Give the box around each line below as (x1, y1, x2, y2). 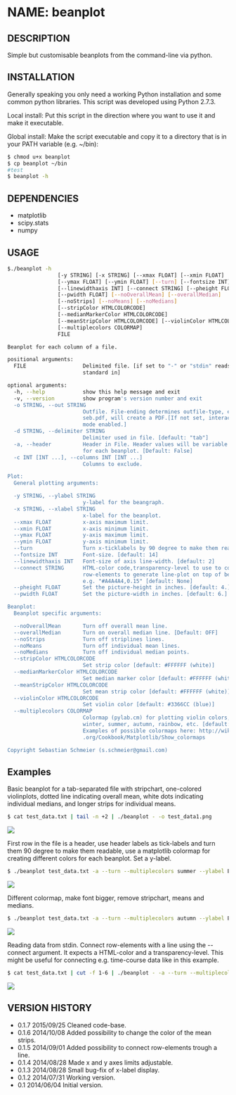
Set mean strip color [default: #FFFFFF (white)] (82, 688, 231, 695)
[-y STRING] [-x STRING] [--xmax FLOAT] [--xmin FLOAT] (57, 272, 225, 279)
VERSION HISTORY (7, 1002, 93, 1014)
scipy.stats (17, 219, 49, 227)
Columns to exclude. (82, 461, 143, 468)
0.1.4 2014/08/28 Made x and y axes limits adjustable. (17, 1058, 173, 1067)
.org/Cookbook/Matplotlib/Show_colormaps (82, 734, 206, 741)
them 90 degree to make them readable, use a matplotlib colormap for (7, 846, 211, 856)
